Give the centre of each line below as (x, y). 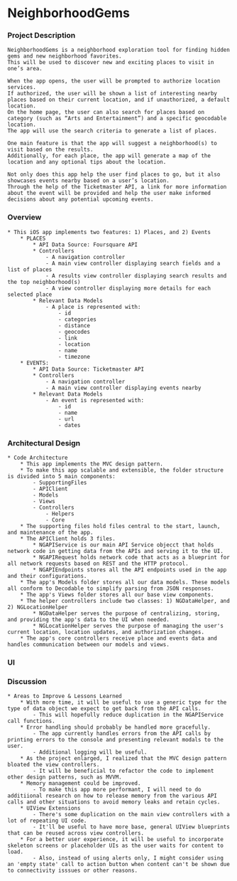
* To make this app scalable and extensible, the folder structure (122, 470)
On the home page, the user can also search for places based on (106, 112)
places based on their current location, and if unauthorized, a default (119, 100)
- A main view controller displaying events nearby (123, 388)
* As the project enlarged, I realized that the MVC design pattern (123, 759)
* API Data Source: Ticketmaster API (88, 369)
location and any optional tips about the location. (87, 162)
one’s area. (25, 69)
